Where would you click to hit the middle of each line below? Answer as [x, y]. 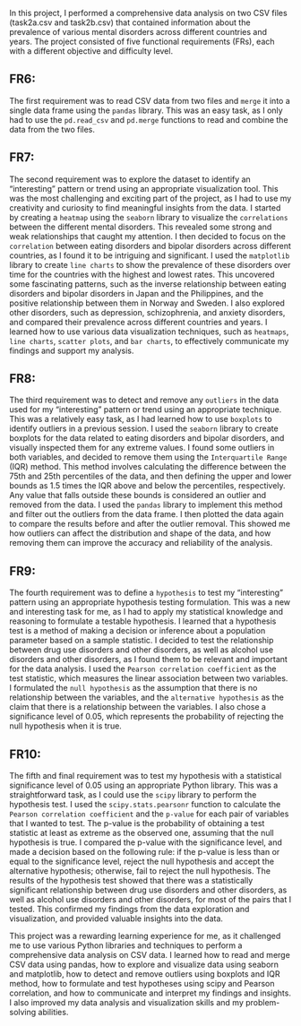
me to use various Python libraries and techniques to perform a [126, 945]
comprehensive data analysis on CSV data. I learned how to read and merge [150, 955]
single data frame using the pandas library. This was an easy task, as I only [146, 110]
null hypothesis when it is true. [66, 726]
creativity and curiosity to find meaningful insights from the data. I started [145, 207]
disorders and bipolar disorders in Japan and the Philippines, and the [137, 293]
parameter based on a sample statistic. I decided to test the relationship [142, 641]
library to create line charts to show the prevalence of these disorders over [150, 264]
